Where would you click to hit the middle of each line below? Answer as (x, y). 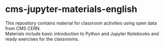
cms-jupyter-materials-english (71, 9)
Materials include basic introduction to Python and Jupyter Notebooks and (82, 33)
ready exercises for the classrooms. (42, 39)
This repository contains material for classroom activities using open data (81, 23)
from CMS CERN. (23, 28)
